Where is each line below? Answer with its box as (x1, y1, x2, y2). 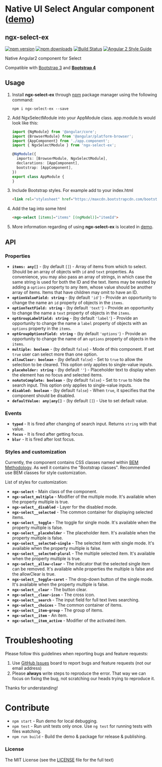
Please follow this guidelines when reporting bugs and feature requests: (5, 651, 148, 657)
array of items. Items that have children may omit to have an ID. (12, 289, 138, 295)
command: (12, 97, 34, 102)
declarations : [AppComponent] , (16, 161, 80, 166)
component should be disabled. (12, 392, 75, 398)
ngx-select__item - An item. (12, 613, 68, 618)
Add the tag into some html (12, 205, 66, 212)
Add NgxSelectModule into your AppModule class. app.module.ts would (12, 115, 156, 120)
